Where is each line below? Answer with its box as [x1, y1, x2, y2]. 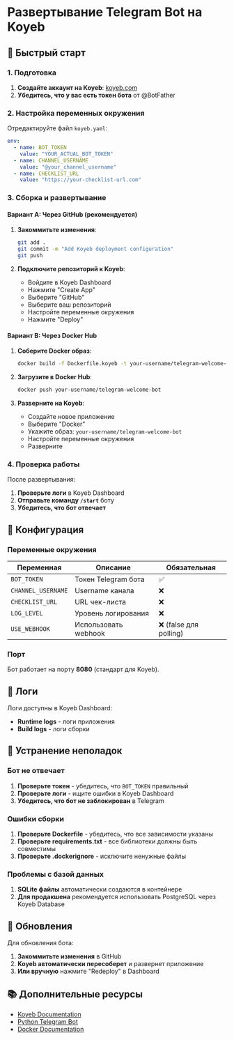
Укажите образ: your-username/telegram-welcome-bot [27, 427, 182, 436]
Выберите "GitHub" [27, 293, 85, 302]
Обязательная [166, 563, 216, 572]
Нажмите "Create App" [27, 286, 96, 294]
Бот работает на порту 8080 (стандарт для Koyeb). [7, 665, 159, 673]
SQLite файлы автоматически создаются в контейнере [17, 885, 182, 894]
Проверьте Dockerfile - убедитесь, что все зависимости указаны [17, 830, 214, 839]
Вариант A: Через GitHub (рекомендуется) [7, 210, 138, 218]
